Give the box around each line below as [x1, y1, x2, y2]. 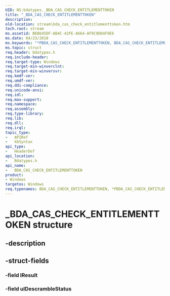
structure [32, 219, 73, 231]
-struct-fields [5, 256, 49, 265]
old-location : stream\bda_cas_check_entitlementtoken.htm [5, 21, 130, 27]
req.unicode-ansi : [5, 87, 44, 93]
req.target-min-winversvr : [5, 69, 62, 74]
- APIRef [5, 135, 28, 140]
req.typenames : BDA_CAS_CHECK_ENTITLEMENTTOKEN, [5, 187, 110, 192]
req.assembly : [5, 106, 35, 112]
